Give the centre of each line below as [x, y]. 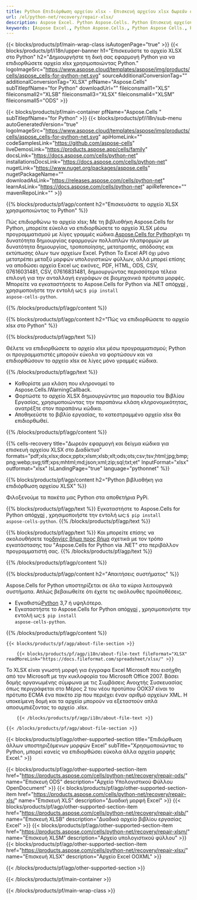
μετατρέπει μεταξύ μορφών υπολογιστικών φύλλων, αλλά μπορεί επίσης [96, 259]
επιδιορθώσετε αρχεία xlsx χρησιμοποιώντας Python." [72, 63]
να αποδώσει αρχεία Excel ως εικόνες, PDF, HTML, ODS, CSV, [82, 266]
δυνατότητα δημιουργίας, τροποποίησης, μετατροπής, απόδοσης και [90, 247]
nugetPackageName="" [35, 174]
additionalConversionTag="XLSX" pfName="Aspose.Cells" [77, 82]
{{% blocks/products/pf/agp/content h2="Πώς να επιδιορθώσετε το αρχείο [98, 320]
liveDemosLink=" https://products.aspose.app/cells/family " [77, 150]
